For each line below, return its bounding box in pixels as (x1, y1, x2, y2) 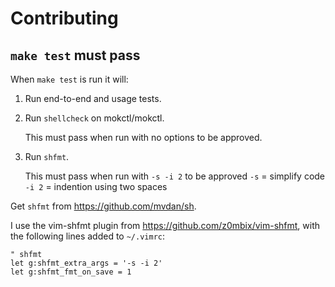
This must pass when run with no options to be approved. (24, 132, 263, 143)
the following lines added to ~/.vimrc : (10, 230, 166, 242)
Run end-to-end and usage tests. (24, 93, 162, 104)
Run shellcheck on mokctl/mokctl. (24, 112, 165, 124)
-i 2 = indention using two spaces (24, 181, 168, 192)
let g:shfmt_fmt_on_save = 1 (10, 267, 132, 277)
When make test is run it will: (10, 73, 129, 85)
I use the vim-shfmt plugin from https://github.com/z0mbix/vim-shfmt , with (10, 220, 321, 231)
